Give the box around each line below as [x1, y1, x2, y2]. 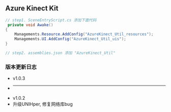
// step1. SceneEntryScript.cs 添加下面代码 [5, 17, 97, 22]
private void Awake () [7, 22, 53, 27]
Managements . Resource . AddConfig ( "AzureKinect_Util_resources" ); [14, 32, 154, 37]
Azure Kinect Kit [5, 4, 59, 13]
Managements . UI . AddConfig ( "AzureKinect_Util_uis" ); [14, 37, 126, 42]
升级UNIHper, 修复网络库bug [12, 101, 73, 107]
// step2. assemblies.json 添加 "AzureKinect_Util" [5, 50, 116, 55]
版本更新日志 [5, 63, 37, 70]
